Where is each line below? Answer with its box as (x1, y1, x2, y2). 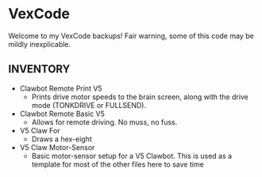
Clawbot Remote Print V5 (19, 83, 102, 93)
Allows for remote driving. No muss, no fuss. (31, 117, 178, 127)
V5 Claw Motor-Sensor (19, 142, 95, 152)
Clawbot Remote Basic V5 (19, 109, 106, 118)
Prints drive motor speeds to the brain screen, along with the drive (31, 92, 249, 102)
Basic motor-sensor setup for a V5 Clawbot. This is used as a (31, 151, 233, 160)
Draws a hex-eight (31, 134, 93, 144)
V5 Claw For (19, 125, 60, 135)
